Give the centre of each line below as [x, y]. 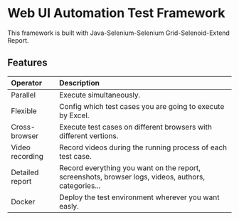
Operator [27, 83]
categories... [80, 185]
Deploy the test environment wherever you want [139, 197]
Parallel [23, 95]
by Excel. [74, 115]
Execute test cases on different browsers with [136, 127]
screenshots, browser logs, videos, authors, [132, 177]
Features [27, 63]
